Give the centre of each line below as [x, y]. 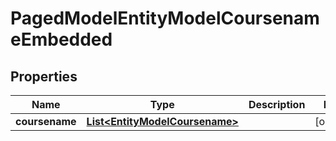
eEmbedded [61, 39]
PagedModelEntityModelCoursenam [165, 18]
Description [277, 104]
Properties [44, 76]
